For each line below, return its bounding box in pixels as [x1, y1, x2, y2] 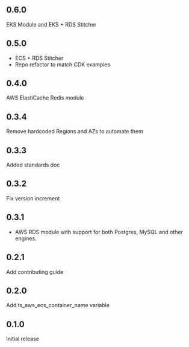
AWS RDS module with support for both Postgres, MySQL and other [14, 228, 184, 235]
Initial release [6, 335, 39, 343]
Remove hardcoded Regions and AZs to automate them [6, 128, 143, 135]
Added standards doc [6, 161, 60, 168]
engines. [14, 235, 37, 242]
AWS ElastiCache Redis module [6, 94, 84, 101]
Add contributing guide [6, 268, 64, 275]
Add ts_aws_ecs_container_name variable [6, 302, 110, 309]
